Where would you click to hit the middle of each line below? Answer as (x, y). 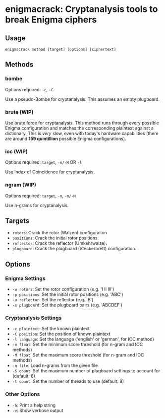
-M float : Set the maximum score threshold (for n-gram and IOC (78, 355)
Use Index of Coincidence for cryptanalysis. (50, 172)
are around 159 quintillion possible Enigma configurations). (66, 139)
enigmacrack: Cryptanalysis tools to (82, 9)
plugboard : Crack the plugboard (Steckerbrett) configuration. (74, 249)
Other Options (23, 394)
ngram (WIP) (21, 185)
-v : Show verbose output (38, 410)
